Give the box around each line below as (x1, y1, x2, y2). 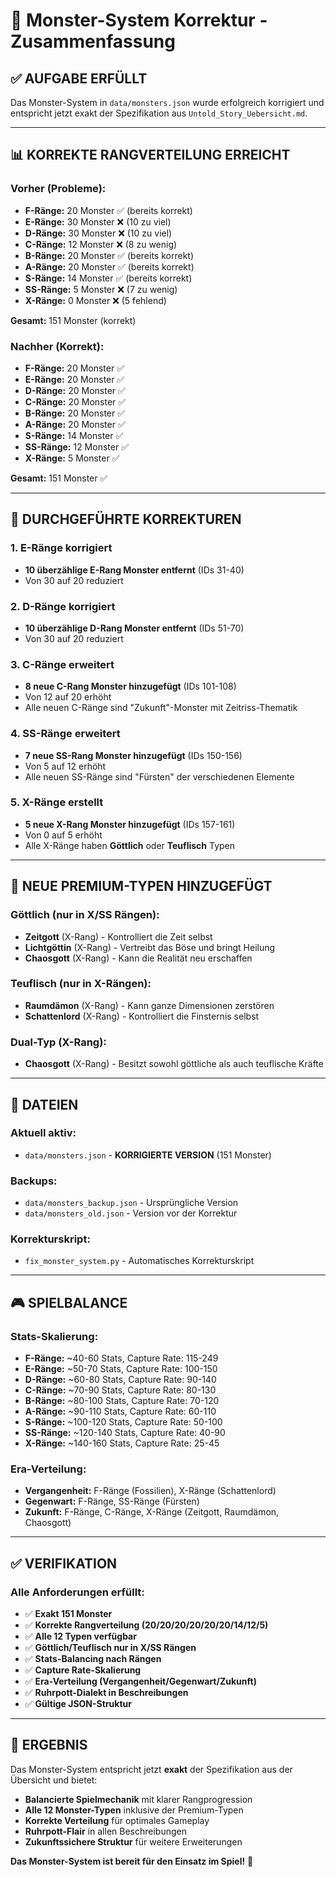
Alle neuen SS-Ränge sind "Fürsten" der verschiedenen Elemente (24, 770, 295, 783)
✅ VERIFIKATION (10, 1555, 118, 1572)
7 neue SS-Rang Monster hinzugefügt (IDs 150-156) (24, 749, 243, 761)
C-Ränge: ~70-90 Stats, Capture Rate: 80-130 (24, 1384, 217, 1396)
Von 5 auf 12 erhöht (24, 760, 107, 772)
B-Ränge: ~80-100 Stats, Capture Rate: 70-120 (24, 1395, 220, 1407)
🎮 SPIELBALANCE (10, 1294, 128, 1311)
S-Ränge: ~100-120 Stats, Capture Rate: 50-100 (24, 1416, 223, 1428)
